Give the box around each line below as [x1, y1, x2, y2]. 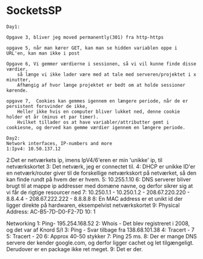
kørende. [6, 87, 28, 93]
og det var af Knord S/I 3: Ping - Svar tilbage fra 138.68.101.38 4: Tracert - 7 [6, 226, 195, 234]
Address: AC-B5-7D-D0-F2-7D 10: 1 [6, 207, 96, 215]
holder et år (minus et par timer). [6, 113, 99, 120]
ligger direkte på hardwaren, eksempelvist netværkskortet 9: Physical [6, 201, 180, 209]
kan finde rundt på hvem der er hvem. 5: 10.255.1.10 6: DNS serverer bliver [6, 175, 191, 183]
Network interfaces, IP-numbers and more [6, 140, 113, 146]
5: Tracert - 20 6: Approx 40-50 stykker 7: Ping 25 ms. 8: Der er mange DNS [6, 232, 197, 240]
